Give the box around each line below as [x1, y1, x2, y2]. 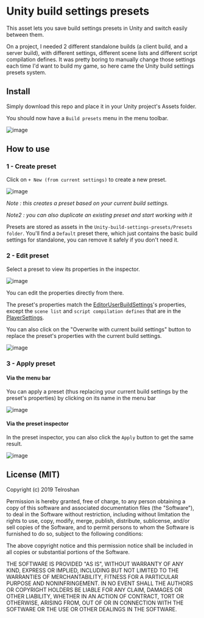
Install [6, 87, 30, 97]
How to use [6, 144, 50, 154]
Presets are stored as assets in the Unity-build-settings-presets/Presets [6, 223, 193, 231]
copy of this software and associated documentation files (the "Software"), [6, 504, 195, 511]
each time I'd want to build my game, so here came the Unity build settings [6, 62, 194, 70]
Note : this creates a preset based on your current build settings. [6, 199, 169, 207]
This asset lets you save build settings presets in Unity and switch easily [6, 24, 188, 32]
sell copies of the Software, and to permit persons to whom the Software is [6, 523, 195, 531]
